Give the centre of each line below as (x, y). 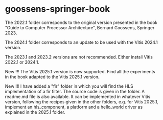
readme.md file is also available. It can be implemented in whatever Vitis (78, 97)
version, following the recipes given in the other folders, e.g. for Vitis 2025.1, (82, 101)
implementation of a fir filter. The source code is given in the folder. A (75, 91)
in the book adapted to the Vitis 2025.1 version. (52, 77)
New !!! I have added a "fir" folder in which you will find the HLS (69, 86)
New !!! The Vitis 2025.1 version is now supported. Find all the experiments (80, 71)
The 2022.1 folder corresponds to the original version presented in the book (81, 22)
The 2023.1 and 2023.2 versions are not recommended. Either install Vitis (79, 57)
